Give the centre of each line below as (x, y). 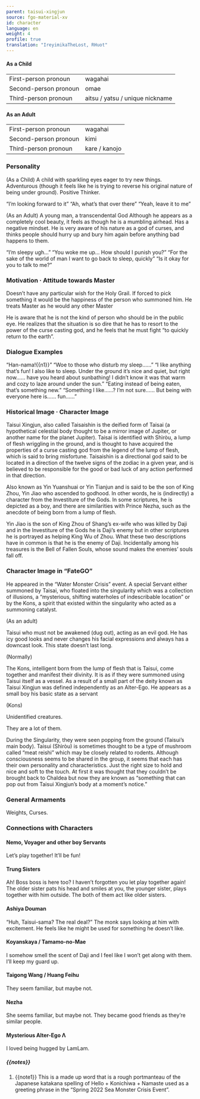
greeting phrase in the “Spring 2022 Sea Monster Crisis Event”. (92, 1090)
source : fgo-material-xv (37, 17)
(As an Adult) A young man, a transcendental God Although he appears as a (99, 215)
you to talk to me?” (29, 265)
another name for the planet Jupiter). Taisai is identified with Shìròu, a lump (98, 437)
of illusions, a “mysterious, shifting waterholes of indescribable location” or (98, 597)
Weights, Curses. (27, 813)
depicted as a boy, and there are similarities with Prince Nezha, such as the (98, 506)
